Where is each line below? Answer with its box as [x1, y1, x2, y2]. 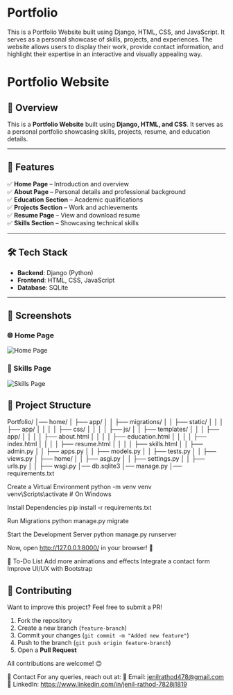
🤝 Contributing [7, 584, 72, 597]
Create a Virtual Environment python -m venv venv [7, 483, 152, 491]
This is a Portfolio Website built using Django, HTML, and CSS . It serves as [7, 120, 223, 128]
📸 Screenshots [7, 310, 72, 322]
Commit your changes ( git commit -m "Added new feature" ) [17, 631, 189, 640]
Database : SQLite [17, 283, 69, 292]
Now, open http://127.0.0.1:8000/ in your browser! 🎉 [7, 544, 154, 552]
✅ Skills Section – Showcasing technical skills [7, 218, 139, 227]
